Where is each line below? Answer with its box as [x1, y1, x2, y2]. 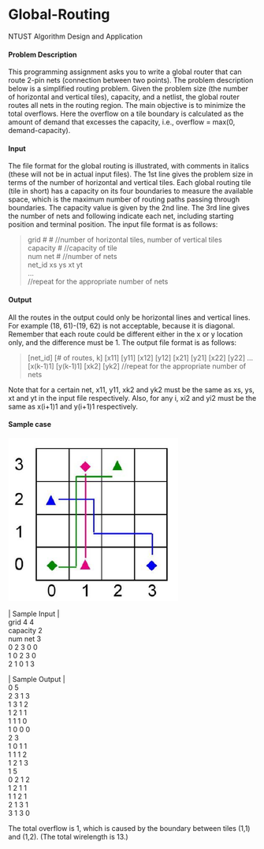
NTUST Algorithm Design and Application [8, 32, 143, 41]
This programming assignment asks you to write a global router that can [8, 67, 242, 76]
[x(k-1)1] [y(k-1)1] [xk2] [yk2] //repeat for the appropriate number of [27, 361, 247, 371]
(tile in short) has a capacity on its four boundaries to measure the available [8, 187, 254, 196]
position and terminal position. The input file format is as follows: [8, 220, 218, 229]
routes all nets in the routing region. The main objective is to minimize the [8, 101, 246, 110]
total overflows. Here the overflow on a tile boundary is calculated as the [8, 109, 244, 119]
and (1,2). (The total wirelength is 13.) [8, 832, 128, 841]
